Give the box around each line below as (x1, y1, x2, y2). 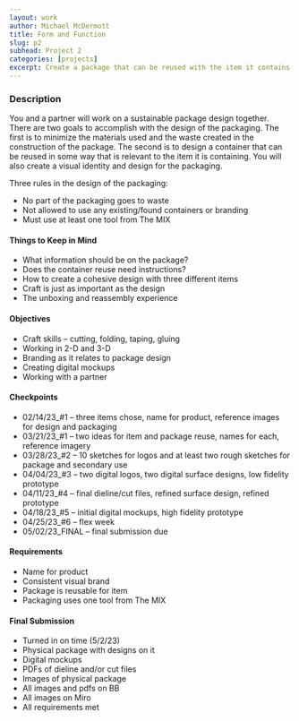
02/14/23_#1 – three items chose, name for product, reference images (21, 411, 280, 422)
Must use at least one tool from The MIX (21, 214, 171, 225)
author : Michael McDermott (9, 21, 110, 30)
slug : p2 (9, 38, 42, 47)
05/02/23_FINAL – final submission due (21, 526, 168, 536)
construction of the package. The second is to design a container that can (9, 142, 283, 152)
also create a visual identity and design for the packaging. (9, 160, 223, 171)
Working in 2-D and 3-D (21, 342, 112, 354)
